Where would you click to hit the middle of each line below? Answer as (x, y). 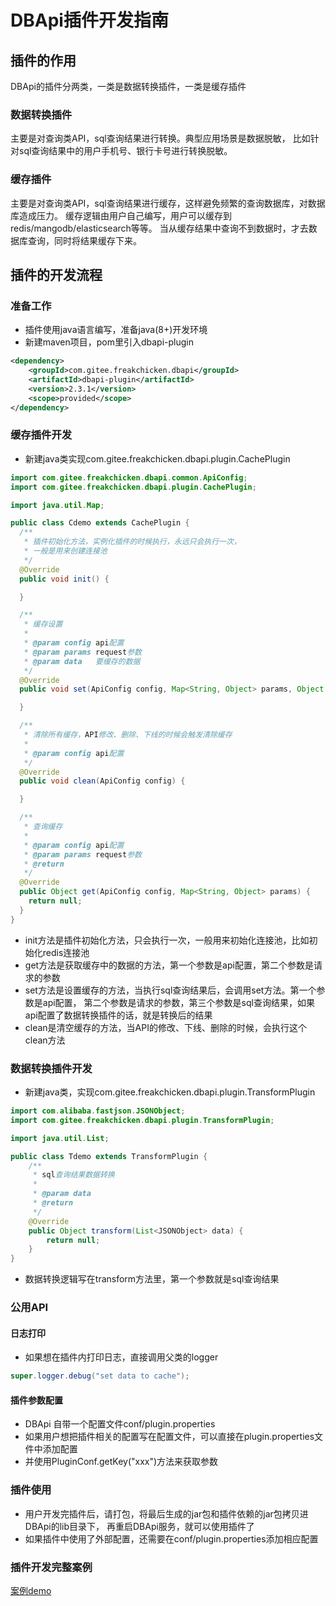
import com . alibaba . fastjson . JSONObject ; (98, 1111)
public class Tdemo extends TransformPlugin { (109, 1156)
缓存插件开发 (41, 435)
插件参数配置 (36, 1400)
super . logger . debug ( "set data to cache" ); (100, 1376)
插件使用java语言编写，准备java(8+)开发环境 (116, 330)
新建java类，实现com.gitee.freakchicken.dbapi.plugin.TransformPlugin (170, 1092)
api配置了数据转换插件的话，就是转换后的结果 (118, 1015)
